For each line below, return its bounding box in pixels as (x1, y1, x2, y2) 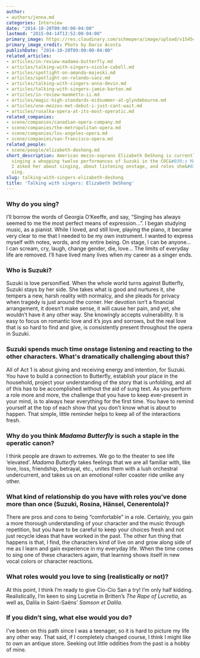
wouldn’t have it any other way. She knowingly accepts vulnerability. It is (6, 311, 184, 318)
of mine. (6, 646, 27, 653)
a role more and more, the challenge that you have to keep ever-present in (6, 391, 189, 399)
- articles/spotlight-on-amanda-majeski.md (6, 70, 116, 76)
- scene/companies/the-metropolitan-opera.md (6, 125, 121, 131)
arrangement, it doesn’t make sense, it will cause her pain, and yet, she (6, 305, 181, 312)
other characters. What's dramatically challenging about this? (6, 352, 190, 361)
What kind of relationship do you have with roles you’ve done (6, 492, 187, 500)
